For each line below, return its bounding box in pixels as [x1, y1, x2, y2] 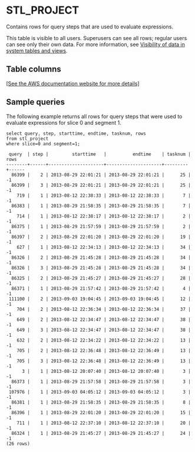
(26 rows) [6, 441, 31, 447]
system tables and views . [6, 47, 68, 54]
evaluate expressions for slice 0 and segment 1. [6, 119, 122, 126]
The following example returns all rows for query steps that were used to [6, 113, 183, 120]
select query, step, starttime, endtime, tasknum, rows [6, 131, 146, 136]
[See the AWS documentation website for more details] [6, 80, 140, 87]
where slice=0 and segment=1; [6, 141, 81, 147]
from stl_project [6, 135, 49, 142]
